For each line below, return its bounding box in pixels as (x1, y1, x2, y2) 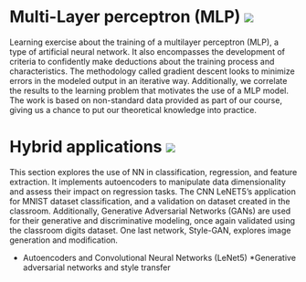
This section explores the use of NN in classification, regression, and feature (9, 166, 298, 177)
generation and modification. (9, 235, 119, 245)
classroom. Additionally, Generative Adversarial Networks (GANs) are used (9, 205, 291, 216)
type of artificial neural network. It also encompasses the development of (9, 46, 286, 57)
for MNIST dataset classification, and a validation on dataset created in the (9, 195, 290, 206)
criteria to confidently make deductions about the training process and (9, 56, 275, 67)
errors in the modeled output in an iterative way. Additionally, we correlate (9, 75, 288, 86)
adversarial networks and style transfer (22, 262, 171, 273)
